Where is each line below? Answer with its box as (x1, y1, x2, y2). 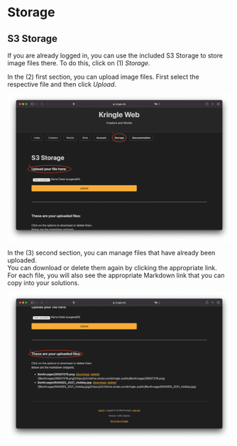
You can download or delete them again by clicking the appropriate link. (7, 264, 218, 272)
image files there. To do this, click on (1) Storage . (7, 59, 150, 67)
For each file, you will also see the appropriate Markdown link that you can (7, 271, 225, 280)
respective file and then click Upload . (7, 80, 117, 89)
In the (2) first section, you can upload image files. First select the (7, 72, 200, 81)
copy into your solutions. (7, 279, 79, 287)
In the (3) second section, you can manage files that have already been (7, 249, 216, 257)
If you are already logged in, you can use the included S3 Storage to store (7, 51, 224, 60)
